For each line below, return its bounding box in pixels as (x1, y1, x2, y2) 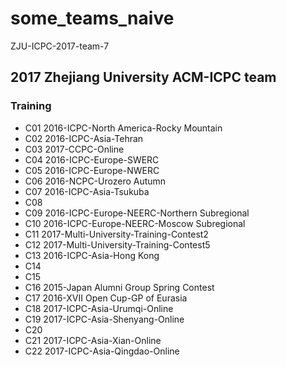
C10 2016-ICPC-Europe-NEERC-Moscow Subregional (24, 217, 246, 229)
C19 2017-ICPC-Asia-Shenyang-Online (24, 313, 185, 325)
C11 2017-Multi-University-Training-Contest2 (24, 228, 209, 240)
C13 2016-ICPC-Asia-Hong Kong (24, 249, 160, 261)
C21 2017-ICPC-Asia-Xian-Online (24, 334, 162, 346)
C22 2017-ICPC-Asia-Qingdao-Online (24, 345, 180, 357)
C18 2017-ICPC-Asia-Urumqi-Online (24, 302, 174, 314)
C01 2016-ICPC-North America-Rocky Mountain (24, 122, 223, 134)
